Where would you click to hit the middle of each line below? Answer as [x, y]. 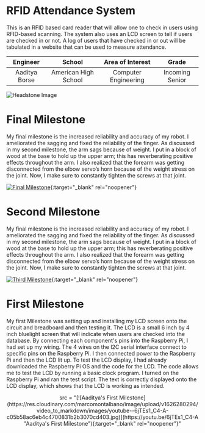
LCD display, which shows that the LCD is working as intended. [85, 385]
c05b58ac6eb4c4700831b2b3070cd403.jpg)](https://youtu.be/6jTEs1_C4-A [103, 417]
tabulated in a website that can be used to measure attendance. [86, 47]
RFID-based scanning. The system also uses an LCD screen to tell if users [99, 34]
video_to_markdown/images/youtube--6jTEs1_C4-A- [103, 410]
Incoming [177, 72]
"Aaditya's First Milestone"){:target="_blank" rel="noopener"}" [103, 423]
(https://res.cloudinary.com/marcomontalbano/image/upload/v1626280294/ [103, 404]
